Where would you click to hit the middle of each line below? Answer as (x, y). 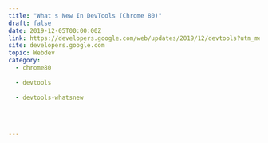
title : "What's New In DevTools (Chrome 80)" (85, 16)
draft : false (30, 23)
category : (25, 61)
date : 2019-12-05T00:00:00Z (55, 30)
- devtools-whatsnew (49, 97)
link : (17, 38)
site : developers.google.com (57, 46)
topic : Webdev (32, 53)
